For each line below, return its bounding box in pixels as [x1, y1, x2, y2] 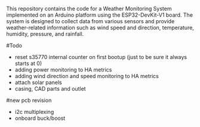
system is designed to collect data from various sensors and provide [6, 18, 175, 24]
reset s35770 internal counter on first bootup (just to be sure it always [14, 54, 187, 60]
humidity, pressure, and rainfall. [6, 30, 84, 38]
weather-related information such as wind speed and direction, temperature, [6, 24, 194, 31]
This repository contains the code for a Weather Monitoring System [6, 5, 172, 12]
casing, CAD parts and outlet [14, 85, 86, 92]
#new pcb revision [6, 97, 52, 104]
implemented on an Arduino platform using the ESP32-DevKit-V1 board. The [6, 11, 193, 18]
